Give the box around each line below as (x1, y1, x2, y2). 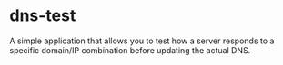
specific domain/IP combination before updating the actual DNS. (9, 44, 251, 55)
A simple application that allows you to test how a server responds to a (9, 35, 275, 46)
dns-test (9, 5, 76, 26)
